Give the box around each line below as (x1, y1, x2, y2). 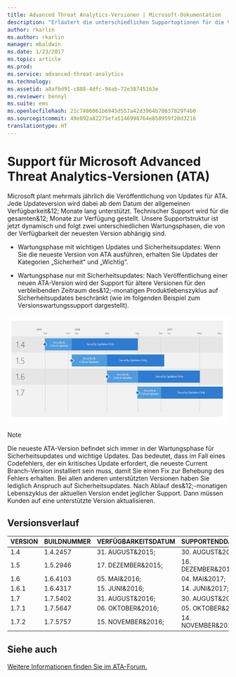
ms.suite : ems (7, 100, 49, 107)
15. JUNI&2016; (96, 584, 145, 593)
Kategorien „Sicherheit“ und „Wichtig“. (17, 257, 129, 266)
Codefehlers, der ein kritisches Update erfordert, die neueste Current (7, 459, 208, 468)
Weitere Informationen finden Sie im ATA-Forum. (7, 662, 147, 671)
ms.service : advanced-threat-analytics (7, 70, 124, 77)
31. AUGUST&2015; (96, 548, 156, 556)
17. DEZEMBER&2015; (96, 561, 163, 570)
